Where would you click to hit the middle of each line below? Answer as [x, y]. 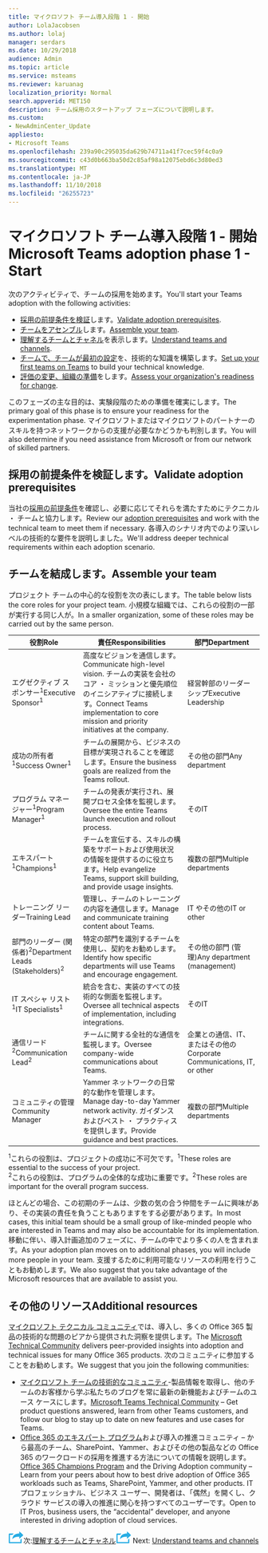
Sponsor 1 [28, 702]
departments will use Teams [129, 966]
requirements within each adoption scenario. [82, 547]
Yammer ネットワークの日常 [129, 1082]
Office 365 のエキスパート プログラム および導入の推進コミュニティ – [132, 1437]
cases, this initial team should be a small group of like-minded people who [130, 1222]
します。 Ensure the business [130, 761]
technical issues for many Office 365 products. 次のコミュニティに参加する [132, 1355]
